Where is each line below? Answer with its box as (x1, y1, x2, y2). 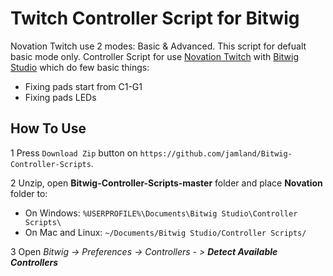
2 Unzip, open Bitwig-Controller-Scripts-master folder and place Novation (10, 177, 323, 189)
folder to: (10, 187, 48, 199)
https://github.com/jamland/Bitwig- (139, 148, 293, 159)
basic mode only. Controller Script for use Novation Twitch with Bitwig (10, 50, 300, 62)
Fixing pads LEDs (24, 91, 97, 103)
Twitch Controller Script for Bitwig (10, 7, 300, 30)
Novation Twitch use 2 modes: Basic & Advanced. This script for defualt (10, 40, 307, 52)
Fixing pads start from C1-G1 (24, 80, 143, 92)
